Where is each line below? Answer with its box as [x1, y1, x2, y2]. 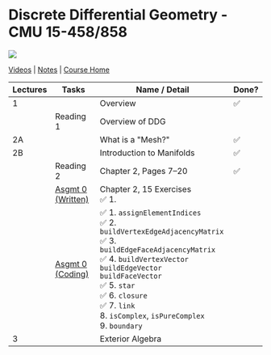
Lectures [12, 83, 48, 95]
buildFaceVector [99, 271, 163, 281]
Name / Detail [135, 83, 190, 95]
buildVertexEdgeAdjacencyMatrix [99, 226, 224, 236]
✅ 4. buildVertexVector [99, 253, 190, 264]
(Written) [55, 193, 90, 205]
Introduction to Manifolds [99, 147, 195, 158]
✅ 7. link [99, 299, 135, 311]
